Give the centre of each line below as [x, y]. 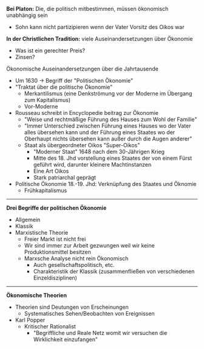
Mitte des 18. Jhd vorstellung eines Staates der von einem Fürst [113, 158]
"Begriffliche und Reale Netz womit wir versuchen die [100, 333]
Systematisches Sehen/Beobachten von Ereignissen [89, 313]
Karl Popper [30, 320]
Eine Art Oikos [51, 171]
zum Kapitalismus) [47, 100]
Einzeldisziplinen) [55, 278]
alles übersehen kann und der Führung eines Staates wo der [100, 132]
